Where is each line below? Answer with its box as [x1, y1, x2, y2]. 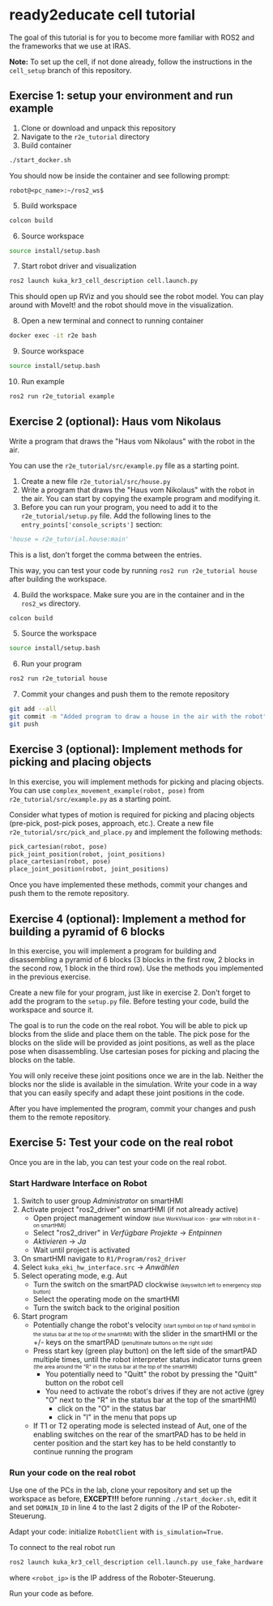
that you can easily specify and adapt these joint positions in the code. [9, 1088, 245, 1098]
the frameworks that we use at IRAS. [9, 41, 131, 50]
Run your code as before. [9, 1589, 94, 1599]
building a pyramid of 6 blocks [9, 924, 165, 938]
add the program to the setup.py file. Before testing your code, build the [9, 996, 250, 1006]
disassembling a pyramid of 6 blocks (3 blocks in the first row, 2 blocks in [9, 954, 254, 964]
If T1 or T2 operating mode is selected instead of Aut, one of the [32, 1421, 248, 1431]
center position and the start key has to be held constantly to [32, 1438, 237, 1448]
